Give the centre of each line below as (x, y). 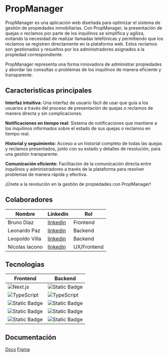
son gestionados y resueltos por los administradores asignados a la (75, 49)
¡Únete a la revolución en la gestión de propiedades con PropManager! (78, 184)
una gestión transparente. (32, 154)
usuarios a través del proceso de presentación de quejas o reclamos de (79, 108)
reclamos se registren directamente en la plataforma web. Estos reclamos (81, 44)
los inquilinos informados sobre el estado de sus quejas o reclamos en (78, 128)
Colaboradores (29, 200)
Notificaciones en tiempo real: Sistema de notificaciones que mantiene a (81, 123)
